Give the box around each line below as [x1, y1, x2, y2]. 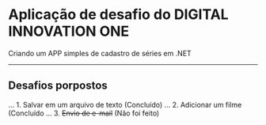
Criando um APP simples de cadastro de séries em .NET [8, 48, 192, 58]
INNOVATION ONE [8, 22, 130, 40]
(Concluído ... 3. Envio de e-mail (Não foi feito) [8, 108, 160, 118]
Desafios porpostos [8, 79, 108, 93]
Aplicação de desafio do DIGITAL [8, 6, 229, 24]
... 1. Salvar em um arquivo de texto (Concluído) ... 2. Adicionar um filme [8, 100, 242, 109]
